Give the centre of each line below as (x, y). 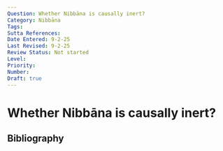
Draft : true (24, 78)
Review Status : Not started (48, 53)
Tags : (15, 26)
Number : (19, 72)
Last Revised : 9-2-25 (39, 46)
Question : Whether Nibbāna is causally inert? (76, 14)
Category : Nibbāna (34, 20)
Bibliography (36, 138)
